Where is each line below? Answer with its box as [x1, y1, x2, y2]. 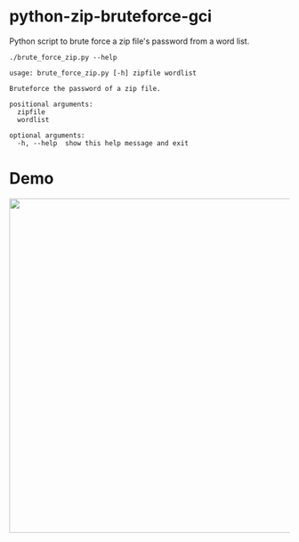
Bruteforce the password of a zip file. [9, 84, 162, 93]
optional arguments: [9, 131, 86, 140]
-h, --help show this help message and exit [17, 138, 190, 148]
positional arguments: [9, 100, 93, 109]
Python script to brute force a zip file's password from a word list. [9, 36, 250, 46]
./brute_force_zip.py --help [9, 53, 117, 62]
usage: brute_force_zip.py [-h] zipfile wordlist [9, 69, 198, 78]
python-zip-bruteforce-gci [9, 6, 212, 27]
